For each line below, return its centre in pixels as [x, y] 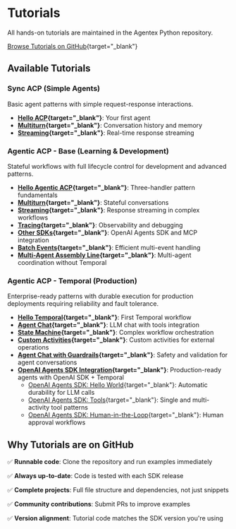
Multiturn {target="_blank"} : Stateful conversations [93, 202]
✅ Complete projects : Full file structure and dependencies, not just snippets [118, 490]
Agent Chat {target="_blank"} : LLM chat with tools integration [108, 325]
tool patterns [69, 408]
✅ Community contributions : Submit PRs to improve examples [99, 504]
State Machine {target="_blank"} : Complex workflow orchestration [116, 333]
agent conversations [47, 362]
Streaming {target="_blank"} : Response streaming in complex [108, 210]
